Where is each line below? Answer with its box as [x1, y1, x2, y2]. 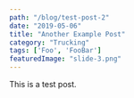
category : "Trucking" [9, 37, 90, 47]
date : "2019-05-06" [9, 21, 82, 30]
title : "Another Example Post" [9, 29, 126, 38]
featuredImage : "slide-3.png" [9, 54, 122, 63]
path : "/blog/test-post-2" [9, 12, 110, 22]
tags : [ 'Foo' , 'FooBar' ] [9, 46, 102, 55]
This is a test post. [9, 79, 78, 89]
